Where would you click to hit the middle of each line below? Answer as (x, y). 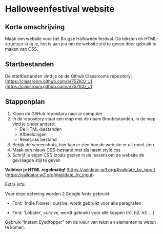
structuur (14, 44)
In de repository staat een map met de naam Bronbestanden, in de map (84, 118)
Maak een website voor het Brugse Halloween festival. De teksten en (74, 39)
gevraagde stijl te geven (36, 160)
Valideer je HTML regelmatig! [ (37, 170)
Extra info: (15, 184)
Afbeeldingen (33, 134)
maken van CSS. (21, 49)
